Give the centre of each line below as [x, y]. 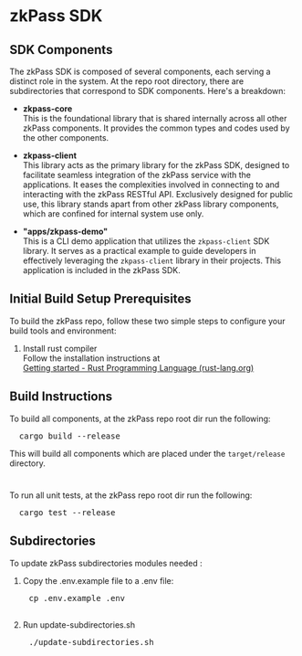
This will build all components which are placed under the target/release [147, 453]
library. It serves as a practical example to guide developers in [139, 251]
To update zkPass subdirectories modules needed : [106, 563]
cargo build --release [69, 436]
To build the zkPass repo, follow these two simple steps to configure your [147, 321]
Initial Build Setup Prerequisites [100, 299]
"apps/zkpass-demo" [65, 231]
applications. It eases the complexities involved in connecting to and [151, 185]
